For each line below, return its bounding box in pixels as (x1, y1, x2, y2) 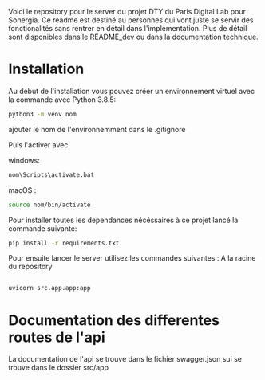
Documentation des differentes (8, 311, 220, 329)
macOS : (8, 185, 37, 194)
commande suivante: (8, 223, 77, 233)
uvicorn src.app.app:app (8, 284, 91, 292)
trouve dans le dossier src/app (8, 362, 109, 373)
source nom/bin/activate (8, 201, 91, 209)
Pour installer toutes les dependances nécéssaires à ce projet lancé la (8, 215, 239, 225)
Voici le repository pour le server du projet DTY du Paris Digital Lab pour (8, 7, 246, 16)
